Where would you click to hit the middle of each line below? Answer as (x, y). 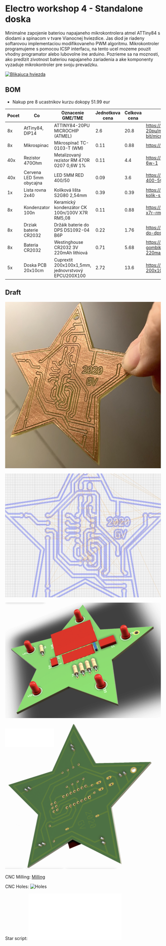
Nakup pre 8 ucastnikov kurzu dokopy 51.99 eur (61, 102)
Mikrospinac (36, 146)
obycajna (33, 183)
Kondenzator (37, 207)
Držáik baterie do (72, 225)
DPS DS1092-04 (72, 230)
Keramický (65, 202)
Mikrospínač (67, 143)
